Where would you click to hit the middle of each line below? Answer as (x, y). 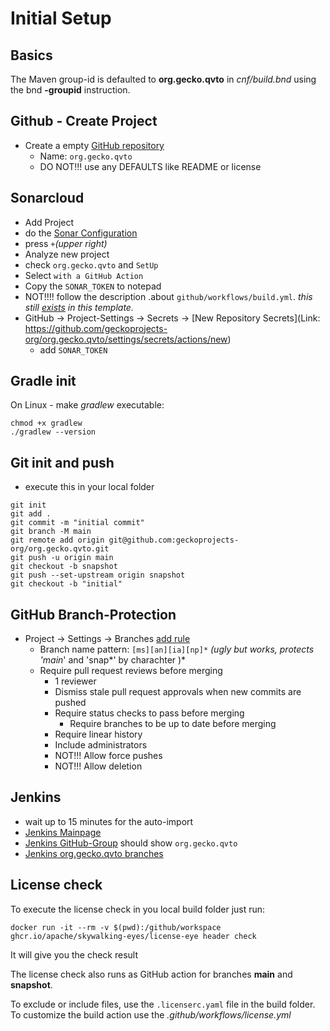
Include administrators (101, 745)
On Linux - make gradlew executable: (87, 405)
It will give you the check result (74, 954)
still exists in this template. (79, 307)
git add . (31, 514)
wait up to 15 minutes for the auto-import (109, 821)
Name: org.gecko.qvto (86, 156)
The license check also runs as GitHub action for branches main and (151, 974)
